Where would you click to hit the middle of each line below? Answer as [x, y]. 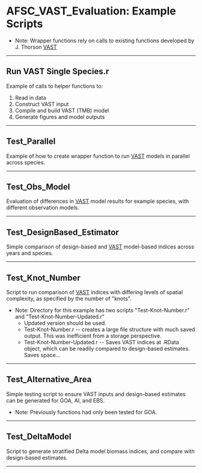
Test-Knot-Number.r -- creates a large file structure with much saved [109, 329]
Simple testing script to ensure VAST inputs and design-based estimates [96, 394]
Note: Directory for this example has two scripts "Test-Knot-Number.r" [102, 310]
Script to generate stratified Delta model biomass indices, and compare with [100, 451]
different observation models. [43, 208]
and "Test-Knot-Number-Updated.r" [60, 317]
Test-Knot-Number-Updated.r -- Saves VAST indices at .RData [101, 342]
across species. [26, 162]
